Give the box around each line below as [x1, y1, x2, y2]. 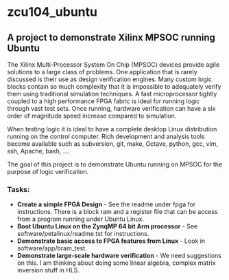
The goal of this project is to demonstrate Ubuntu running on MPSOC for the [7, 160, 223, 169]
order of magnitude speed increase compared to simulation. [7, 111, 177, 120]
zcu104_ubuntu [7, 4, 98, 20]
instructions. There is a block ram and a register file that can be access [16, 208, 218, 216]
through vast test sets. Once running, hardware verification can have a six [7, 105, 216, 112]
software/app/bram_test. [16, 244, 87, 252]
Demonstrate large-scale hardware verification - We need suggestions [16, 252, 221, 260]
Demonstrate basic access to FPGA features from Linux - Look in [16, 237, 206, 245]
